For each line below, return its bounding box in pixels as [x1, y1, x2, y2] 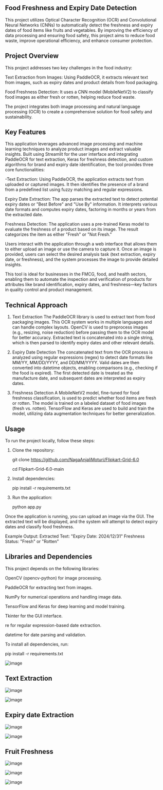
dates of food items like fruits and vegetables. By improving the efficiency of [5, 27, 158, 33]
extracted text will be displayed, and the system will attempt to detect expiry [5, 519, 158, 524]
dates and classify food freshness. [5, 524, 74, 530]
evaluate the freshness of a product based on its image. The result [5, 227, 139, 232]
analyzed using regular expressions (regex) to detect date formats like [12, 354, 153, 360]
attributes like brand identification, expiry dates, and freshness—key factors [5, 282, 157, 288]
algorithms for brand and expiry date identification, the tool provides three [5, 162, 154, 167]
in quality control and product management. [5, 287, 93, 292]
